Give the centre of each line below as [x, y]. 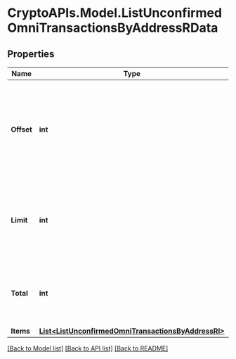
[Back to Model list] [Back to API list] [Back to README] [88, 348]
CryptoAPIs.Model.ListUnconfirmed [115, 13]
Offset [22, 130]
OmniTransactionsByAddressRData [113, 28]
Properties [31, 54]
